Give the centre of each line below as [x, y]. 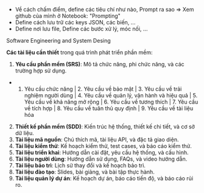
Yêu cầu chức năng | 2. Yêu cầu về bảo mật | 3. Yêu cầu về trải [103, 89]
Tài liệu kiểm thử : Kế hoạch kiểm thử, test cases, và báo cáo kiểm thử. [103, 146]
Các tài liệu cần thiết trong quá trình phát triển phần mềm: [79, 52]
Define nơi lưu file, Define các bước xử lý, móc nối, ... [81, 29]
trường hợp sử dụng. [41, 71]
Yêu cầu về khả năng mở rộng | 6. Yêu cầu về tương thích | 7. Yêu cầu [111, 102]
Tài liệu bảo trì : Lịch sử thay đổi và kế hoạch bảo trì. [80, 165]
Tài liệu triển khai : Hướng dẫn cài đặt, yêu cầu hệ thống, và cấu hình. [102, 153]
